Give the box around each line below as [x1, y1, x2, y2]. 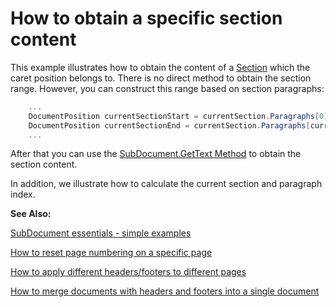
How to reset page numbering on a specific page [10, 247, 213, 259]
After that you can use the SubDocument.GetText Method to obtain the [10, 148, 302, 160]
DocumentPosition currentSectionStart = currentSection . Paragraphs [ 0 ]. [28, 111, 333, 121]
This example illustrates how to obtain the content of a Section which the [10, 61, 311, 73]
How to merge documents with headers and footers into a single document [10, 285, 320, 297]
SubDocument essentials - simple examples [10, 227, 192, 239]
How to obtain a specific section [10, 7, 283, 30]
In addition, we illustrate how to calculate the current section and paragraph [10, 178, 323, 190]
